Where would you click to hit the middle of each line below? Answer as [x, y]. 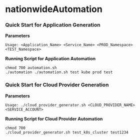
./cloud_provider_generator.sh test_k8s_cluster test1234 [67, 132]
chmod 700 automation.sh [31, 68]
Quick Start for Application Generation [53, 25]
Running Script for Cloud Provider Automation [54, 118]
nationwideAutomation [54, 9]
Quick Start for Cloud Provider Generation [57, 85]
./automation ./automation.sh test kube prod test [59, 72]
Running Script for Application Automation [50, 59]
